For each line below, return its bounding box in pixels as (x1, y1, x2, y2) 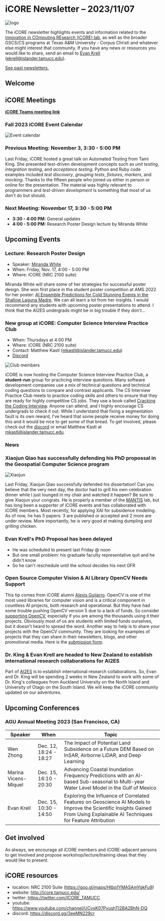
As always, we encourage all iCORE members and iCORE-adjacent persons (5, 847, 157, 853)
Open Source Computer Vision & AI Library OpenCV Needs (5, 574, 148, 581)
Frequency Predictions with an (64, 772, 134, 779)
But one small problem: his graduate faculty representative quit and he (12, 552, 155, 558)
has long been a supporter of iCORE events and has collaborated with (5, 503, 146, 508)
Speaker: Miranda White (12, 261, 61, 267)
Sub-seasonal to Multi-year (79, 778, 145, 785)
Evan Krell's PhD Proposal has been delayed (5, 535, 112, 542)
